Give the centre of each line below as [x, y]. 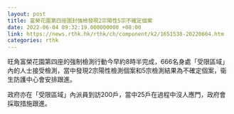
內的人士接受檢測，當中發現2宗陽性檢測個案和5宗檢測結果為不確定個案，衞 [117, 71]
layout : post [27, 14]
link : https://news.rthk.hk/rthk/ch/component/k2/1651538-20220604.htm [116, 34]
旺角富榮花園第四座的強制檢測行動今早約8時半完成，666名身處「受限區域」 [118, 62]
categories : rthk [33, 41]
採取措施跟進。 [29, 103]
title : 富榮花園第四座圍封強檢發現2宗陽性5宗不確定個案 [80, 21]
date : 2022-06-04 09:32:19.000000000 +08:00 [74, 27]
